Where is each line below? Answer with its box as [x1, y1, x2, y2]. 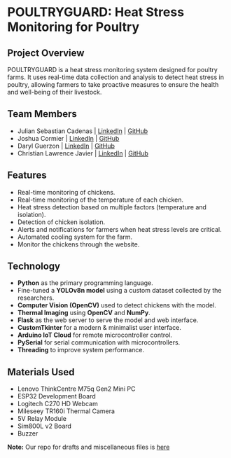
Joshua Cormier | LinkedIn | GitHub [17, 134, 120, 142]
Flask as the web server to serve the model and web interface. [17, 316, 199, 324]
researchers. [17, 293, 55, 302]
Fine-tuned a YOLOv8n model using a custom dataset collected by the [17, 286, 222, 295]
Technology [7, 261, 61, 272]
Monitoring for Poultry [7, 19, 140, 35]
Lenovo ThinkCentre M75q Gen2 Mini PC [17, 384, 136, 393]
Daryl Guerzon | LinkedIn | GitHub [17, 141, 115, 150]
